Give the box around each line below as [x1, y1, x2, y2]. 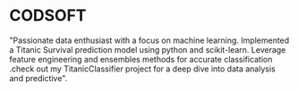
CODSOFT [9, 5, 87, 26]
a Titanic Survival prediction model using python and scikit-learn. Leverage [9, 44, 286, 54]
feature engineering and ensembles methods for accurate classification [9, 54, 273, 64]
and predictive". [9, 72, 68, 83]
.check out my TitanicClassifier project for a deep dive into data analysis [9, 63, 276, 74]
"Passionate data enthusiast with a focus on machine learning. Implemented [9, 35, 290, 46]
